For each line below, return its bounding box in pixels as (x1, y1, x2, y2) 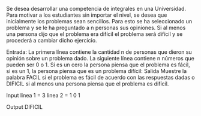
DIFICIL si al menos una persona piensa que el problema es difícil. (6, 80, 169, 87)
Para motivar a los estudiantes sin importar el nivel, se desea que (6, 11, 167, 19)
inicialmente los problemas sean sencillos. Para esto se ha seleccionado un (6, 18, 193, 25)
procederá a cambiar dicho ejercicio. (6, 37, 97, 44)
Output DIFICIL (6, 103, 43, 110)
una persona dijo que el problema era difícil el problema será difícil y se (6, 30, 183, 38)
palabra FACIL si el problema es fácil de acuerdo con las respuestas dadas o (6, 74, 195, 81)
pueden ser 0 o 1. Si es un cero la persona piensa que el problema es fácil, (6, 61, 190, 68)
